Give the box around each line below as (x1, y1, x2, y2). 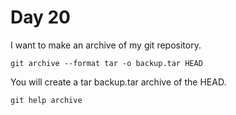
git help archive (10, 95, 83, 105)
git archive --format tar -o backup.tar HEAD (10, 58, 203, 68)
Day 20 (10, 6, 72, 29)
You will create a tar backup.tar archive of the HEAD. (10, 76, 227, 88)
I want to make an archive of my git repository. (10, 39, 202, 51)
